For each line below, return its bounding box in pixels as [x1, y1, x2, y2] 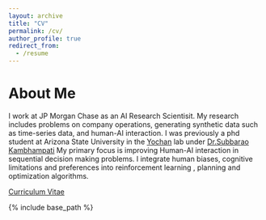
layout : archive [8, 11, 63, 20]
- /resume [15, 49, 49, 57]
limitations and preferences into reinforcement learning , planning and [8, 163, 241, 172]
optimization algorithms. [8, 171, 89, 180]
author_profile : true [8, 34, 82, 43]
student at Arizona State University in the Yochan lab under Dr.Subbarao [8, 137, 249, 146]
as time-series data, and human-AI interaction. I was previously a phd [8, 128, 240, 137]
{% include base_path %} [8, 202, 94, 212]
